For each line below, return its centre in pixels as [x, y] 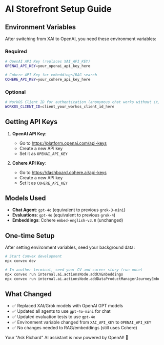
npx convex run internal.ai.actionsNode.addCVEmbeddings [64, 274]
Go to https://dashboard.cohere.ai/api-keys [63, 172]
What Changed [29, 294]
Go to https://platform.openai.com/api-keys [63, 143]
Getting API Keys [31, 122]
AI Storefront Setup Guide [58, 9]
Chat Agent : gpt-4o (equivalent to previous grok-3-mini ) [69, 210]
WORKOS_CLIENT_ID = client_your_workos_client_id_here [60, 107]
